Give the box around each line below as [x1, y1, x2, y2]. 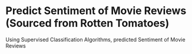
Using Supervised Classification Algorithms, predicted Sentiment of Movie [5, 36, 186, 43]
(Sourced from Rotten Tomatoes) [5, 16, 170, 30]
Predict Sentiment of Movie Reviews [5, 4, 187, 18]
